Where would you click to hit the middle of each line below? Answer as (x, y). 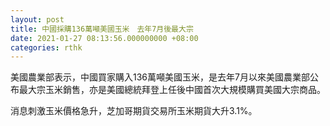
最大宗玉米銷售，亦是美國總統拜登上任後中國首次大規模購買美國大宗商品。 (172, 90)
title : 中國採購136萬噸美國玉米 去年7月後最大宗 (102, 29)
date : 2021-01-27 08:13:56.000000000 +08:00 (104, 38)
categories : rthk (46, 47)
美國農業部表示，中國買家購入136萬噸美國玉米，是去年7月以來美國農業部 (160, 77)
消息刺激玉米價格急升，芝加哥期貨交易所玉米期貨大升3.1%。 (134, 111)
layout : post (37, 19)
